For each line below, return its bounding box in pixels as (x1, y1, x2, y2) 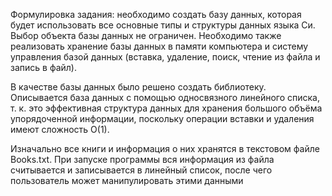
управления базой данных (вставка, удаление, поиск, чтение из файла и (10, 51, 321, 63)
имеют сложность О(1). (10, 124, 110, 135)
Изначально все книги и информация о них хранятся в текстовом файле (10, 143, 320, 154)
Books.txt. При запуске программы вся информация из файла (10, 154, 275, 165)
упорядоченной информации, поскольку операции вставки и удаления (10, 113, 315, 124)
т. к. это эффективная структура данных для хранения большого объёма (10, 102, 323, 114)
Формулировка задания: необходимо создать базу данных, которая (10, 9, 302, 20)
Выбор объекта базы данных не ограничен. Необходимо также (10, 30, 282, 41)
